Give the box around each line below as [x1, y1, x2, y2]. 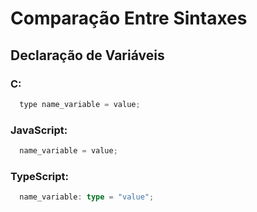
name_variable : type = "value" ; [19, 192, 155, 202]
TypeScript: [10, 169, 70, 183]
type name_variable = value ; [19, 99, 141, 109]
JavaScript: [10, 123, 68, 137]
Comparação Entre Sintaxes [10, 7, 248, 30]
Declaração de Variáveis [10, 47, 165, 64]
